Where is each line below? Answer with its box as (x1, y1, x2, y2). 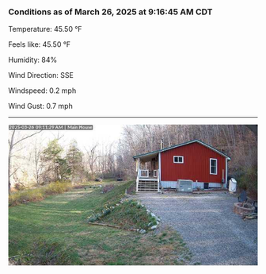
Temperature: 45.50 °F (8, 25, 82, 34)
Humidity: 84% (8, 55, 58, 65)
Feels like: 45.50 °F (8, 40, 71, 49)
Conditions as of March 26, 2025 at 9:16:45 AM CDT (8, 6, 213, 17)
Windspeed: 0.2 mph (8, 86, 77, 95)
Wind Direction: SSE (8, 71, 74, 80)
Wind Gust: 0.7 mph (8, 102, 73, 111)
